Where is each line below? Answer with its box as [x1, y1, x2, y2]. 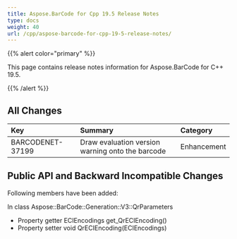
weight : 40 [7, 23, 39, 30]
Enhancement [180, 142, 226, 152]
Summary [80, 125, 114, 135]
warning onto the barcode [80, 146, 166, 156]
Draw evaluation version [80, 137, 161, 147]
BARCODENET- [11, 137, 63, 147]
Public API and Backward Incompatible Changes [7, 170, 224, 182]
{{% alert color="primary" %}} [7, 49, 96, 58]
